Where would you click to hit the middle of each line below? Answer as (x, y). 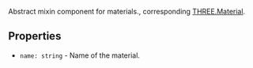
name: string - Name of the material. (80, 55)
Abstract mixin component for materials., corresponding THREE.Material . (127, 11)
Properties (35, 36)
